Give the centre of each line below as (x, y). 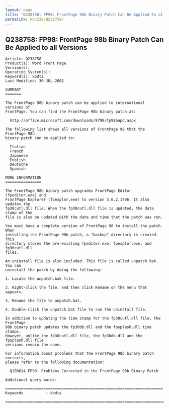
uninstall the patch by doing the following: (54, 270)
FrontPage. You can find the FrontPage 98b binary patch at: (71, 112)
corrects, (16, 358)
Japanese (19, 156)
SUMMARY (13, 90)
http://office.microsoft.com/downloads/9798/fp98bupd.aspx (73, 121)
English (18, 160)
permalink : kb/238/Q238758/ (35, 19)
